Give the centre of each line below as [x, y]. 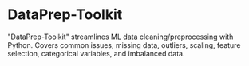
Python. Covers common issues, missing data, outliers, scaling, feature [124, 45]
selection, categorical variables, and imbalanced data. [96, 53]
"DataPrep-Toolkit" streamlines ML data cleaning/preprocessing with [121, 37]
